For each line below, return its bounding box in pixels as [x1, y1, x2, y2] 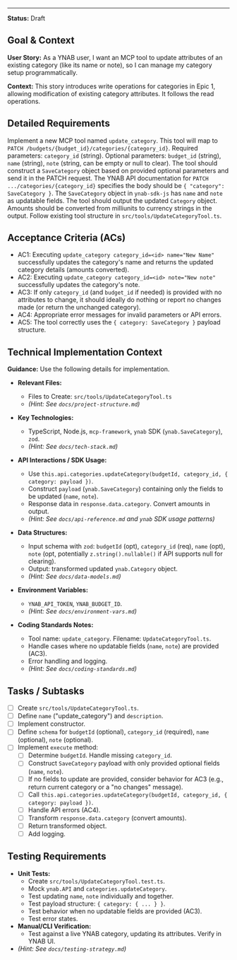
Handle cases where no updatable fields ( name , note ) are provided [28, 642, 219, 650]
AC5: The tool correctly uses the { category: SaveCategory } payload [17, 318, 221, 327]
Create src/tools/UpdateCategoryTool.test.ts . [28, 877, 166, 885]
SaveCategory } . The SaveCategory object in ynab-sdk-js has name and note [7, 189, 224, 197]
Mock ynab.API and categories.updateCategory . [28, 884, 167, 893]
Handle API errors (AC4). [28, 805, 101, 814]
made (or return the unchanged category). [17, 303, 141, 312]
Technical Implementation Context [7, 346, 163, 358]
